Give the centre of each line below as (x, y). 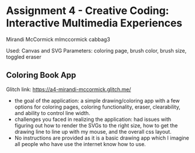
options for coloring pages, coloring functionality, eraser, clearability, (97, 107)
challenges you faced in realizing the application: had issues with (93, 119)
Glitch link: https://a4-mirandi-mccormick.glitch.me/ (69, 89)
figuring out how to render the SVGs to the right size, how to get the (96, 125)
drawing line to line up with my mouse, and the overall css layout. (93, 131)
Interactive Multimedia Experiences (94, 23)
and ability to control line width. (52, 113)
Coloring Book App (41, 75)
